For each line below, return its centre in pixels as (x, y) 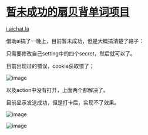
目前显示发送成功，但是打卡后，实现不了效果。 (63, 102)
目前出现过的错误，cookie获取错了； (51, 66)
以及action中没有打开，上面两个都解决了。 (57, 90)
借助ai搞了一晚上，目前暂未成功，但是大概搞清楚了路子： (75, 41)
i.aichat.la (18, 29)
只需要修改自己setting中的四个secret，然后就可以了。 (71, 53)
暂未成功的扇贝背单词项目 (68, 12)
